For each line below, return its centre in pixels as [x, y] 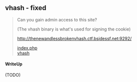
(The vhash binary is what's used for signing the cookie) [74, 29]
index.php [27, 48]
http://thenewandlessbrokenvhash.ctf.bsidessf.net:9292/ [74, 38]
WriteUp [14, 64]
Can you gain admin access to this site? [57, 19]
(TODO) [13, 75]
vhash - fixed [26, 8]
